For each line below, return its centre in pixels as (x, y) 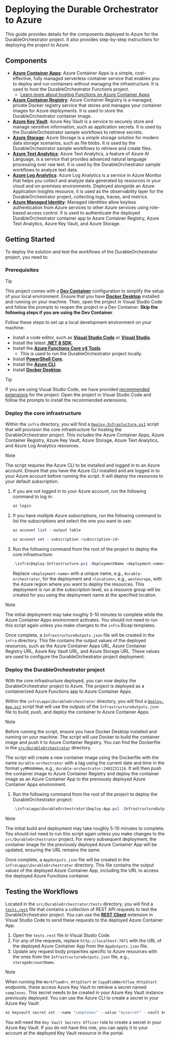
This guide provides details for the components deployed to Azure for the (82, 34)
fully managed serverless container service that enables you (97, 78)
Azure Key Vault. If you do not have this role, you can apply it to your (77, 1027)
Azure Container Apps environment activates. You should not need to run (81, 620)
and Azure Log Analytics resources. (42, 446)
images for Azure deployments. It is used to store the (68, 110)
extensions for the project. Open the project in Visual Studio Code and (78, 394)
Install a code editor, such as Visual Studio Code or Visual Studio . (82, 337)
